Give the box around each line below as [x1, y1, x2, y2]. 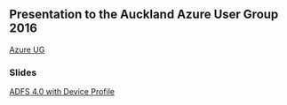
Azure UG [9, 44, 45, 55]
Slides [9, 66, 37, 79]
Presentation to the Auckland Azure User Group [9, 7, 279, 22]
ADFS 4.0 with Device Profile [9, 86, 116, 97]
